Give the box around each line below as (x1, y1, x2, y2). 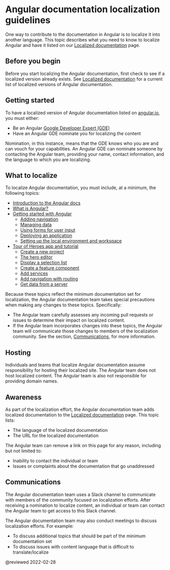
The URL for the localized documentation (12, 432, 99, 438)
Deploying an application (20, 232, 73, 239)
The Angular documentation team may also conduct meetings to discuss (5, 517, 157, 524)
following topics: (5, 190, 40, 196)
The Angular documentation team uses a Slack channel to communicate (5, 491, 156, 498)
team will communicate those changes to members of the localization (12, 328, 158, 334)
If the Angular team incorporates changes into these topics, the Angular (12, 323, 163, 329)
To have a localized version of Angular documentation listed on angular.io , (5, 110, 160, 116)
